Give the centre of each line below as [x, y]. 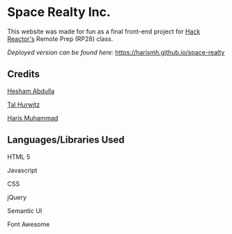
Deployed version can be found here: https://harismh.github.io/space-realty [116, 52]
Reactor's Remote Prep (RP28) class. [60, 38]
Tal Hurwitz [24, 104]
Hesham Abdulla [31, 91]
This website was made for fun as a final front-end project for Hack [104, 31]
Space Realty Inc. [59, 12]
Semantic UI [25, 210]
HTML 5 [19, 157]
